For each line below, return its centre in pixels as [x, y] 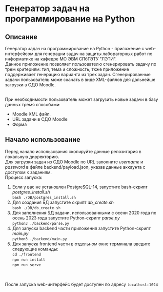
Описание [21, 37]
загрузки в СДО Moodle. [31, 85]
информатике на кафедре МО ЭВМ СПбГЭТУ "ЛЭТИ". [61, 59]
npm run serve [26, 265]
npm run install [29, 260]
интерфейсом [19, 54]
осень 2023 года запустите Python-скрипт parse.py [66, 218]
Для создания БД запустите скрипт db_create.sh [63, 202]
